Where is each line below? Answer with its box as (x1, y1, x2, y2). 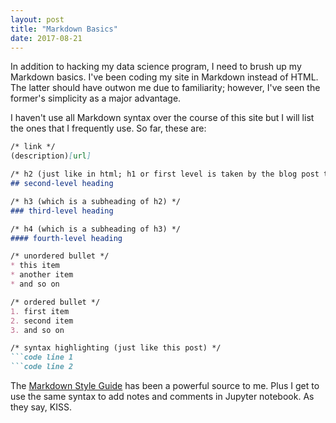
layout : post (10, 14, 65, 25)
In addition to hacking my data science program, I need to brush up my (10, 61, 302, 73)
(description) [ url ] (10, 151, 92, 161)
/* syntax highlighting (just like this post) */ (10, 343, 222, 353)
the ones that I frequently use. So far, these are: (10, 122, 207, 135)
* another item (10, 270, 74, 280)
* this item (10, 261, 60, 271)
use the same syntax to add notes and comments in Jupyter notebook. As (10, 391, 315, 402)
